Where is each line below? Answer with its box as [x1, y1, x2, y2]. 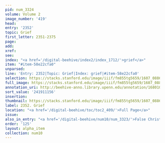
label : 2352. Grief [5, 103, 45, 108]
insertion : [5, 94, 27, 99]
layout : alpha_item [5, 126, 45, 131]
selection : [5, 76, 27, 81]
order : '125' [5, 121, 32, 126]
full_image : [5, 80, 29, 85]
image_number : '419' [5, 16, 48, 21]
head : [5, 21, 16, 26]
